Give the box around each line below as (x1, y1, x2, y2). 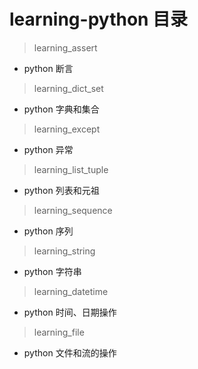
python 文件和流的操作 (23, 346, 117, 359)
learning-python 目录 (9, 8, 189, 31)
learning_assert (33, 41, 98, 54)
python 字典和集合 (23, 103, 100, 115)
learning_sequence (33, 204, 113, 216)
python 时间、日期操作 (23, 306, 117, 318)
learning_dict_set (33, 82, 104, 94)
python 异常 (23, 143, 74, 155)
